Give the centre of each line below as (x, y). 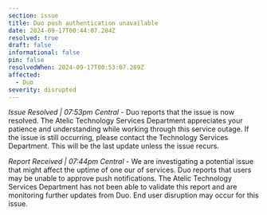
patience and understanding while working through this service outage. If (129, 129)
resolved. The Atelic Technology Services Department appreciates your (126, 121)
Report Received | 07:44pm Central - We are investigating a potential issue (131, 162)
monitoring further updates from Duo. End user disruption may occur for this (133, 195)
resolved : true (33, 38)
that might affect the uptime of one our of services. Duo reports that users (130, 170)
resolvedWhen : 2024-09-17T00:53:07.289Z (77, 68)
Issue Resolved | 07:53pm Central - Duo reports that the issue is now (122, 112)
